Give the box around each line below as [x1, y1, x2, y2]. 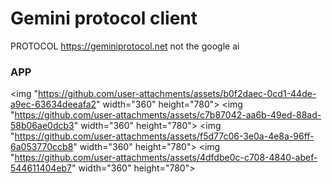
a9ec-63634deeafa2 [10, 98, 97, 111]
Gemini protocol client [10, 7, 198, 30]
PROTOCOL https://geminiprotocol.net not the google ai [10, 40, 240, 52]
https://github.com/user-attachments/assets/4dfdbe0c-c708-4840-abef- [14, 152, 318, 164]
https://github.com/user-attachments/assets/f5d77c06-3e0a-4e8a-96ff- [14, 130, 315, 142]
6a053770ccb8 [10, 141, 74, 153]
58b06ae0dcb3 [10, 120, 75, 132]
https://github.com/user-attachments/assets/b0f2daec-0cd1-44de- [37, 88, 317, 100]
